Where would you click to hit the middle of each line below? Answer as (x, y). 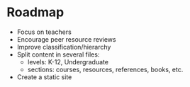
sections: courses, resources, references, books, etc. (105, 69)
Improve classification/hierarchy (64, 47)
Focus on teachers (44, 32)
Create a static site (44, 77)
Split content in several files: (58, 54)
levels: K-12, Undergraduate (68, 62)
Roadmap (35, 12)
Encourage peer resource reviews (66, 39)
